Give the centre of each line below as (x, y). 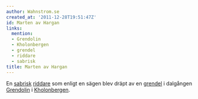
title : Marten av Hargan (37, 67)
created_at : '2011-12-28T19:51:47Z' (51, 17)
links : (14, 28)
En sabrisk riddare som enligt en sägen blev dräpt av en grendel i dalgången (99, 84)
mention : (22, 34)
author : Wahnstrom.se (33, 12)
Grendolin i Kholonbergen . (38, 90)
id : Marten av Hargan (33, 23)
